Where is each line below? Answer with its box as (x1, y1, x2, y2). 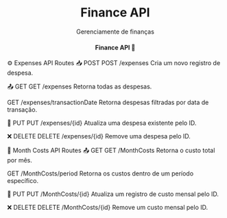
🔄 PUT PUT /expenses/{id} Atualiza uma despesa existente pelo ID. (7, 119, 197, 128)
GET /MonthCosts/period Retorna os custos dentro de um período (7, 169, 194, 178)
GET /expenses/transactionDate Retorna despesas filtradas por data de (7, 98, 209, 107)
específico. (7, 177, 39, 185)
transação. (7, 106, 38, 114)
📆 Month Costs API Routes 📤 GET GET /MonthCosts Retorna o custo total (7, 146, 215, 155)
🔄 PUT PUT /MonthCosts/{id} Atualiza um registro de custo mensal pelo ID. (7, 190, 219, 198)
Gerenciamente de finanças (76, 27, 154, 36)
